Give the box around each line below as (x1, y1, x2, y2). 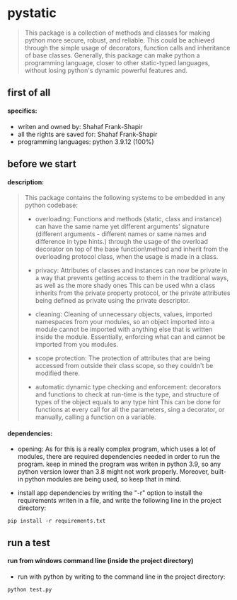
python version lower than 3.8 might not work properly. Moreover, (17, 467, 210, 476)
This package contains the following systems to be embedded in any (24, 194, 226, 202)
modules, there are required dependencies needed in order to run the (17, 452, 221, 461)
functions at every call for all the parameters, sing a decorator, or (35, 406, 225, 414)
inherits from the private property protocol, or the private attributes (35, 289, 231, 297)
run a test (7, 537, 51, 549)
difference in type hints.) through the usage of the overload (35, 238, 209, 246)
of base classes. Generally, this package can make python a (24, 51, 200, 60)
